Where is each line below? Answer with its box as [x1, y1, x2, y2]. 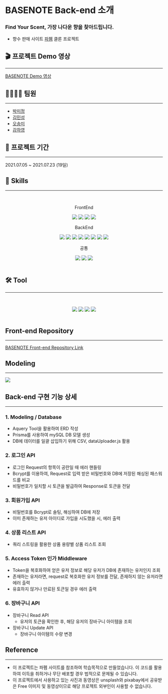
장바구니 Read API [12, 612, 49, 618]
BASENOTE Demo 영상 [5, 73, 51, 79]
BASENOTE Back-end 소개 [5, 5, 114, 16]
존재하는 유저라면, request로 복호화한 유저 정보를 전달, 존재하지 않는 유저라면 [12, 573, 163, 579]
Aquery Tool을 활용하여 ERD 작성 [12, 426, 78, 432]
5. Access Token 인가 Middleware [5, 555, 87, 562]
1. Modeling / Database [5, 413, 62, 420]
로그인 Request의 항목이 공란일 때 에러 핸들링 [12, 464, 101, 470]
